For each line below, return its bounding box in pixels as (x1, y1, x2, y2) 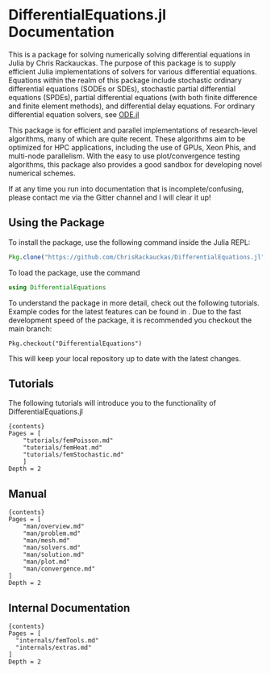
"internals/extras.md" (15, 643, 92, 651)
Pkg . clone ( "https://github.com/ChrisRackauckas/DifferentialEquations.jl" (8, 253, 265, 261)
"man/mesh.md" (23, 537, 70, 545)
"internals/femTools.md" (15, 636, 99, 644)
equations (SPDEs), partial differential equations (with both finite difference (8, 92, 258, 102)
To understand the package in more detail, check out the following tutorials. (8, 297, 260, 308)
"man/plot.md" (23, 558, 70, 567)
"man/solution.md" (23, 551, 85, 559)
